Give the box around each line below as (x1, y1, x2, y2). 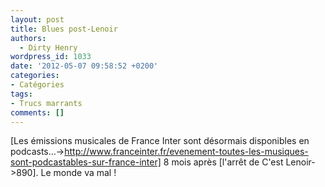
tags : (10, 89, 33, 99)
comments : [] (10, 107, 65, 118)
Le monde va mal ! (40, 167, 117, 179)
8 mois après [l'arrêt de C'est (163, 156, 284, 168)
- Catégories (10, 80, 65, 90)
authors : (10, 33, 47, 43)
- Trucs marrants (10, 98, 83, 108)
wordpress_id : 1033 (10, 52, 92, 62)
